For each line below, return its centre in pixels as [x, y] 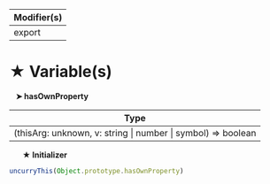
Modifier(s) [38, 17]
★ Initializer [45, 155]
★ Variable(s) [61, 72]
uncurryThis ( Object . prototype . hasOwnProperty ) [96, 171]
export [27, 32]
